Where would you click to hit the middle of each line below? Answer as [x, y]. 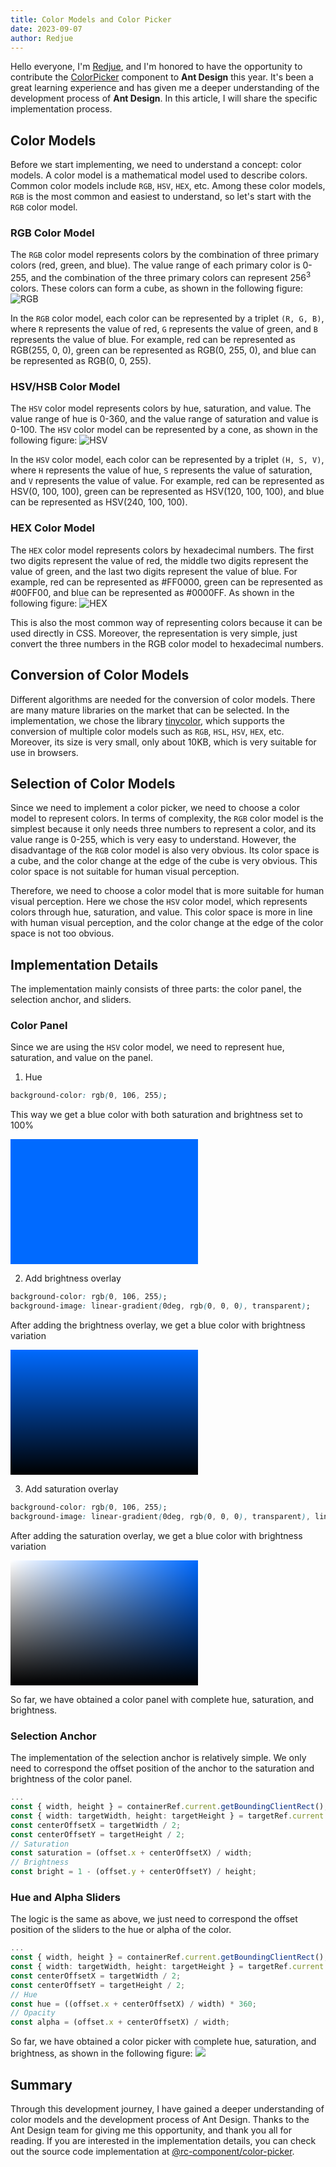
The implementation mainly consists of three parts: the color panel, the [156, 989]
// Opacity [33, 2013]
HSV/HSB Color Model [65, 387]
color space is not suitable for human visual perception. [125, 872]
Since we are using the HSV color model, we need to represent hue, [147, 1047]
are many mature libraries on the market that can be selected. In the [150, 710]
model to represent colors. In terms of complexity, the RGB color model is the [167, 818]
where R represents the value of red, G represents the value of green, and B [164, 329]
